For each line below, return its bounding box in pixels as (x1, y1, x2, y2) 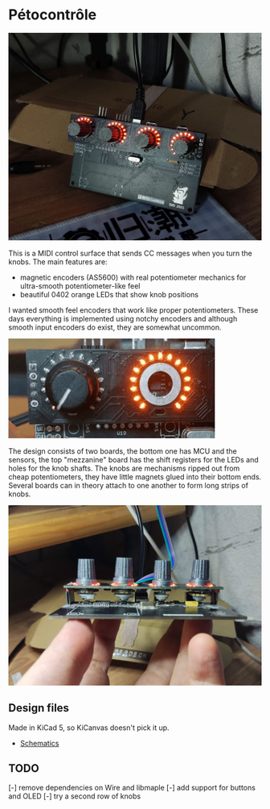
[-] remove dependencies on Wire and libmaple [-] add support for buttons (8, 783, 256, 793)
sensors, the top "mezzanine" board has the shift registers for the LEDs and (8, 455, 259, 465)
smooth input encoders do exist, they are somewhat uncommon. (8, 322, 222, 332)
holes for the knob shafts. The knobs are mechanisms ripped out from (8, 463, 240, 473)
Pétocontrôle (8, 6, 97, 24)
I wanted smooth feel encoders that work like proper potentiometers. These (8, 305, 259, 315)
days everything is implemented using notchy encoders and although (8, 314, 238, 324)
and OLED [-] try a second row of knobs (8, 791, 141, 801)
